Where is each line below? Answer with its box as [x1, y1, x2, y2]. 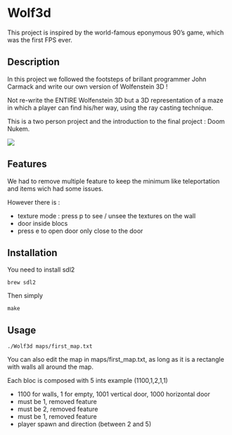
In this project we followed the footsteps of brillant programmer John [7, 75, 207, 83]
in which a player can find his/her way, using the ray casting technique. [7, 103, 214, 112]
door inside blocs [17, 219, 68, 227]
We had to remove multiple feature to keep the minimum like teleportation [7, 177, 220, 185]
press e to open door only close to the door [17, 227, 143, 235]
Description [7, 56, 60, 68]
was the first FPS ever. [7, 35, 72, 44]
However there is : [7, 198, 60, 206]
